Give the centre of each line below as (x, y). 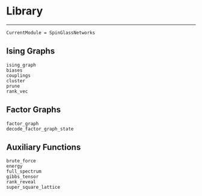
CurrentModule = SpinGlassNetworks (51, 32)
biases (14, 70)
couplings (19, 75)
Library (25, 11)
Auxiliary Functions (44, 147)
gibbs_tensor (23, 177)
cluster (16, 81)
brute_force (21, 161)
